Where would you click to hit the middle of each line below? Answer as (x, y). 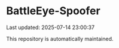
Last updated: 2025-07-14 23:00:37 (50, 27)
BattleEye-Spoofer (53, 11)
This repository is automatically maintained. (60, 39)
